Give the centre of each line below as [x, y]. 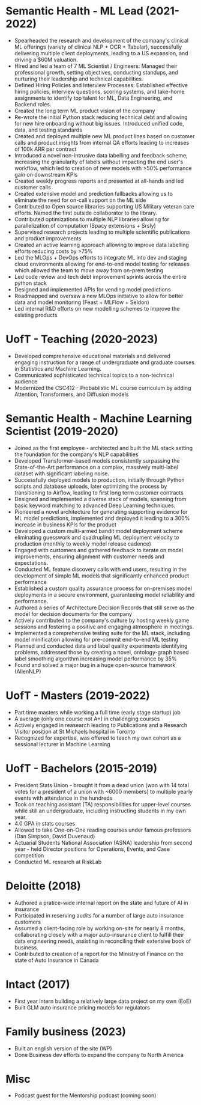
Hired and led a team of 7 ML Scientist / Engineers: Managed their [96, 66]
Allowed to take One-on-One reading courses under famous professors [103, 830]
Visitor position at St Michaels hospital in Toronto [75, 731]
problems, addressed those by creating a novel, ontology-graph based [102, 652]
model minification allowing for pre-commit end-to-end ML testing [96, 639]
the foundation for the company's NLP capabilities [76, 454]
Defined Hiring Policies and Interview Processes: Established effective [101, 85]
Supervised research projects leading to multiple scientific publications [102, 232]
